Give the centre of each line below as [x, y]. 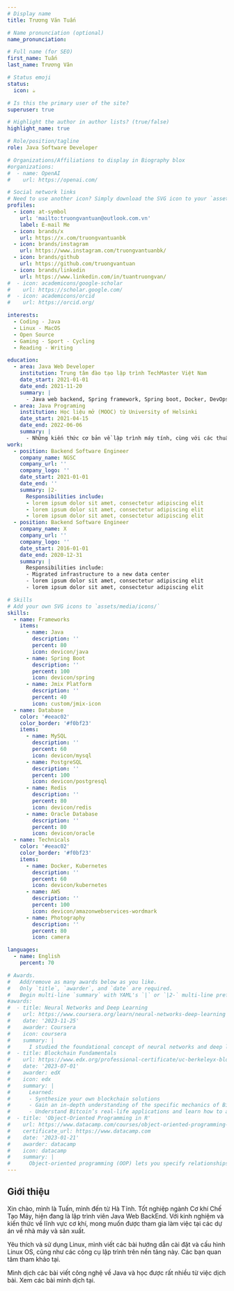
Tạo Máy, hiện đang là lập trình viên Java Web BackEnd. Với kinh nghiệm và [116, 1216]
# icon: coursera [37, 1033]
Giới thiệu [29, 1192]
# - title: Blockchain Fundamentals [62, 1053]
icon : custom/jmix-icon [67, 703]
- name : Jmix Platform [58, 685]
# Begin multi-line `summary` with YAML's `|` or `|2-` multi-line [110, 995]
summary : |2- [39, 490]
